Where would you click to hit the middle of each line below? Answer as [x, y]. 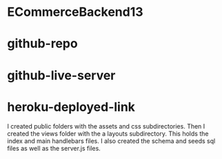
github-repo [42, 44]
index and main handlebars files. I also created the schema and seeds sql [111, 141]
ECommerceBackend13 [75, 12]
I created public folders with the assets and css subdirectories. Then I [106, 126]
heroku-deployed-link [71, 107]
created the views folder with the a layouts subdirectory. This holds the [108, 133]
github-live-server [61, 75]
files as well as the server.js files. [54, 148]
